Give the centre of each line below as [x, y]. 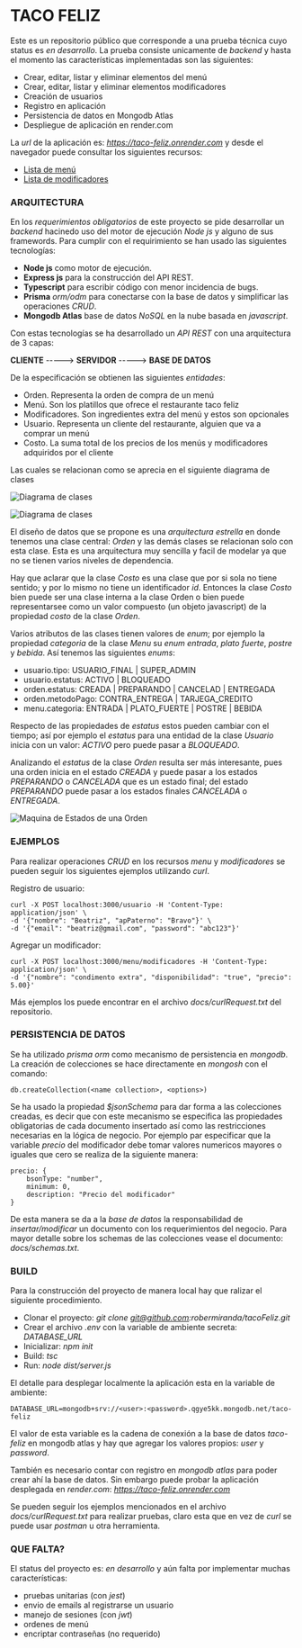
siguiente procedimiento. [56, 1301]
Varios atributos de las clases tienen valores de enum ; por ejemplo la [138, 634]
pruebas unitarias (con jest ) [74, 1596]
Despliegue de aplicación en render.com [98, 125]
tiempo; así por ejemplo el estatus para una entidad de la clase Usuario [142, 735]
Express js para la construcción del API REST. [108, 278]
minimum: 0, [49, 1186]
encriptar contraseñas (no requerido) [92, 1634]
